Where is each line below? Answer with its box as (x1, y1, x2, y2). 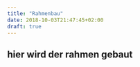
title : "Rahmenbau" (7, 10, 64, 17)
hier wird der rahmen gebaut (7, 48, 133, 60)
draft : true (7, 23, 42, 30)
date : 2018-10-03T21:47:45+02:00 (7, 17, 104, 23)
